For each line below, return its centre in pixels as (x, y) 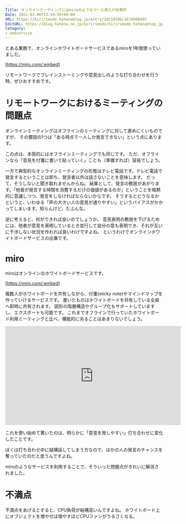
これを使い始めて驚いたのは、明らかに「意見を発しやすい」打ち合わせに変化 (84, 433)
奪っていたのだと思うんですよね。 (40, 456)
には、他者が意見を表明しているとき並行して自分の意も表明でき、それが (80, 225)
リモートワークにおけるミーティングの (84, 103)
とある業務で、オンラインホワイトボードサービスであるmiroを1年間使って (81, 48)
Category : (16, 29)
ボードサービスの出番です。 (42, 238)
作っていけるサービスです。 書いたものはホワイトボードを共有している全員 (82, 300)
